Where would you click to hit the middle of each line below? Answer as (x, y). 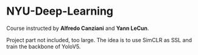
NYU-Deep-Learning (60, 11)
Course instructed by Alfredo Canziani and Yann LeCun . (78, 28)
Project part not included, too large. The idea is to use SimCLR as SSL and (99, 40)
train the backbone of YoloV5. (44, 46)
